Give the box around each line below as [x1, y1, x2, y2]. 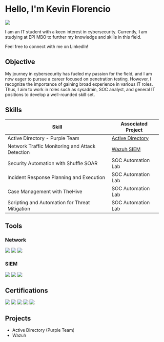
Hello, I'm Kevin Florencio [5, 3, 111, 15]
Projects [5, 314, 31, 322]
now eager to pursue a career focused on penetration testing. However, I [5, 76, 151, 82]
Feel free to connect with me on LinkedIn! [5, 43, 89, 49]
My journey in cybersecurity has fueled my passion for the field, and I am [5, 71, 152, 76]
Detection [7, 148, 30, 155]
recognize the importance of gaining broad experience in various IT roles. [5, 81, 153, 87]
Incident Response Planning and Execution [7, 174, 105, 181]
